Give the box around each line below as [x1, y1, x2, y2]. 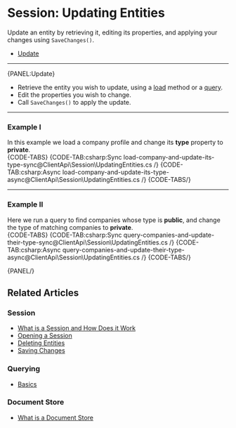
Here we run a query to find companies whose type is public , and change [7, 216, 221, 224]
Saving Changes [17, 346, 65, 355]
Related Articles [7, 287, 79, 299]
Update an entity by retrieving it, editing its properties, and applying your [7, 28, 218, 37]
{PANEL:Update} [7, 69, 55, 78]
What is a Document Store [17, 413, 93, 422]
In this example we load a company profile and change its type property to [7, 138, 223, 147]
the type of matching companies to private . [7, 223, 133, 231]
